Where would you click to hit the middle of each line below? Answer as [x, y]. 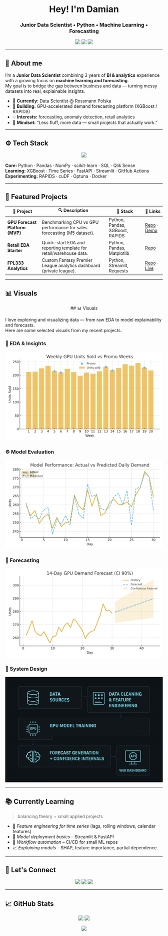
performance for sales [64, 228]
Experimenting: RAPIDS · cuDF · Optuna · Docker [56, 176]
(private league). [59, 271]
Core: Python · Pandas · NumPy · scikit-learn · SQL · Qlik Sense [70, 166]
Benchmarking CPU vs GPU [70, 222]
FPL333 [15, 263]
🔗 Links [153, 211]
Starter [15, 251]
